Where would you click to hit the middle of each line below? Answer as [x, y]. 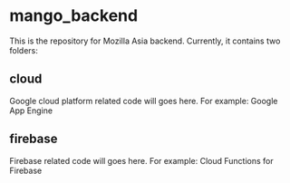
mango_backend [74, 16]
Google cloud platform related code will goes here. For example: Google [144, 101]
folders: [24, 50]
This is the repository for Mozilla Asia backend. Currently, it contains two [145, 41]
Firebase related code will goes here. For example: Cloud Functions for [141, 160]
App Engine [31, 111]
